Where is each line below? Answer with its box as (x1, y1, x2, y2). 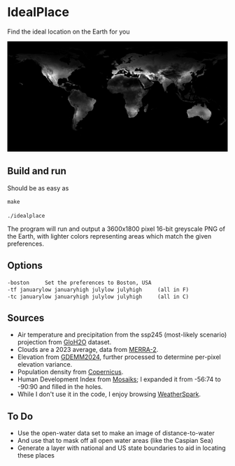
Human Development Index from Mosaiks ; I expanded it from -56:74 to (17, 375, 222, 383)
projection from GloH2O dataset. (17, 338, 112, 346)
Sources (7, 312, 45, 324)
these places (17, 451, 55, 460)
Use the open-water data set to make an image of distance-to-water (17, 429, 215, 437)
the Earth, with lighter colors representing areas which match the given (7, 232, 212, 240)
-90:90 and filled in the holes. (17, 383, 104, 391)
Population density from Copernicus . (17, 368, 124, 376)
